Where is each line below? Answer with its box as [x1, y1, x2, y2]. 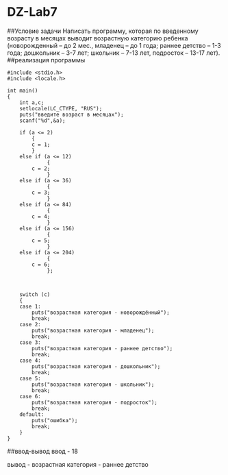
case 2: [19, 321, 41, 328]
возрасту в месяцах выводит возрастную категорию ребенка [7, 34, 188, 42]
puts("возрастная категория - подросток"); [31, 399, 157, 406]
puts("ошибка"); [31, 417, 78, 424]
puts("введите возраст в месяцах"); [19, 111, 125, 118]
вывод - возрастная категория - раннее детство [7, 460, 149, 468]
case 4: [19, 357, 41, 364]
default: [19, 411, 45, 418]
